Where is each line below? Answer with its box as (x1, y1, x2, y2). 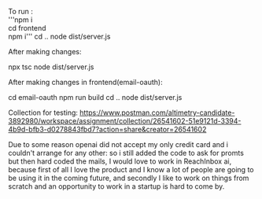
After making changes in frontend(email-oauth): (8, 78, 163, 87)
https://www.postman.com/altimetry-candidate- (79, 108, 235, 117)
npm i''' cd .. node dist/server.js (8, 31, 111, 41)
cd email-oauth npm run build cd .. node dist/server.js (8, 93, 183, 101)
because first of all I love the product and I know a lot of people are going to (8, 165, 254, 174)
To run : (8, 7, 34, 16)
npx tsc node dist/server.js (8, 62, 94, 72)
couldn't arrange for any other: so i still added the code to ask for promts (8, 149, 244, 157)
